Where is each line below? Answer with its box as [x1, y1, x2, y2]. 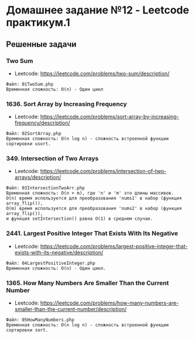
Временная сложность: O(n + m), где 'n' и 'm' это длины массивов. [6, 191, 175, 196]
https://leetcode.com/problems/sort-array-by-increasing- [40, 113, 179, 120]
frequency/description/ [14, 119, 70, 126]
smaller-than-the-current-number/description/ [14, 306, 127, 313]
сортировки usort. [6, 141, 51, 147]
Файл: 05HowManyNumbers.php [6, 317, 75, 323]
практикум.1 [6, 16, 70, 29]
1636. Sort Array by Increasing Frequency [6, 100, 127, 108]
